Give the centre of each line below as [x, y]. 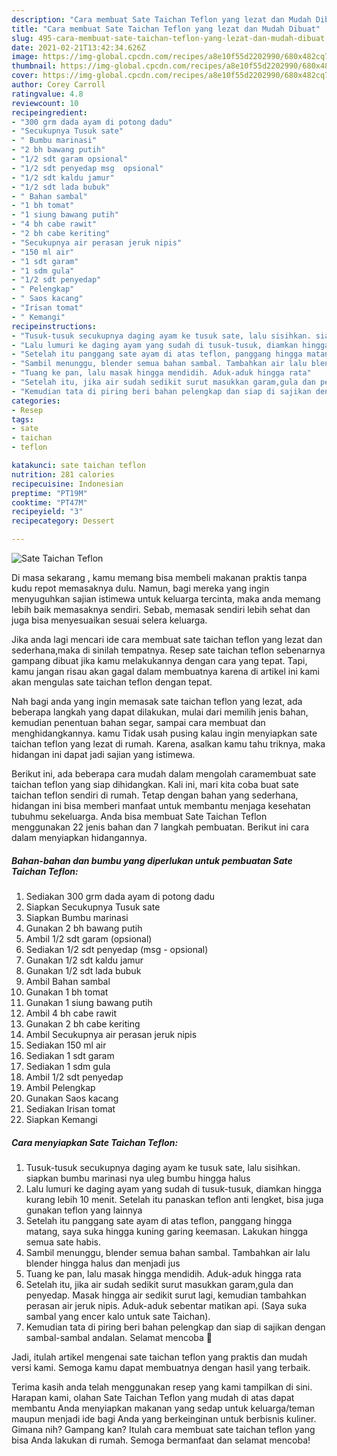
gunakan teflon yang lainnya [84, 1210]
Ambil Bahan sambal [68, 981]
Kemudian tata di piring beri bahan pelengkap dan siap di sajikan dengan [175, 1327]
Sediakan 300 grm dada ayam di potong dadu [120, 896]
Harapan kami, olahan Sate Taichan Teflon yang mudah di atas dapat [153, 1397]
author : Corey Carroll [58, 85]
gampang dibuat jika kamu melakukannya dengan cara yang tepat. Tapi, [159, 660]
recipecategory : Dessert [63, 521]
